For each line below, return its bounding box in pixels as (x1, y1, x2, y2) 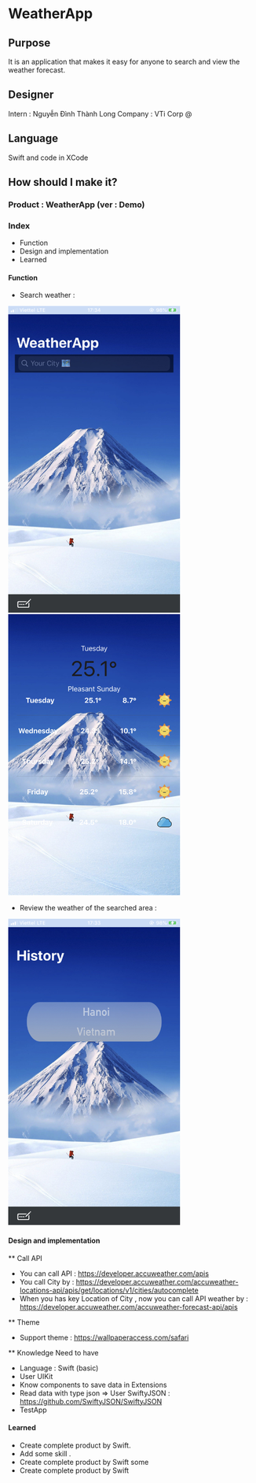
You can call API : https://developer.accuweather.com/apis (19, 1269, 210, 1278)
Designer (8, 88, 54, 102)
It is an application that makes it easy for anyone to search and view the (8, 57, 240, 66)
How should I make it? (8, 176, 118, 189)
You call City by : (19, 1277, 75, 1286)
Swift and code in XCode (8, 153, 89, 162)
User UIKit (19, 1371, 53, 1381)
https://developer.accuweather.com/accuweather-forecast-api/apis (19, 1302, 238, 1311)
